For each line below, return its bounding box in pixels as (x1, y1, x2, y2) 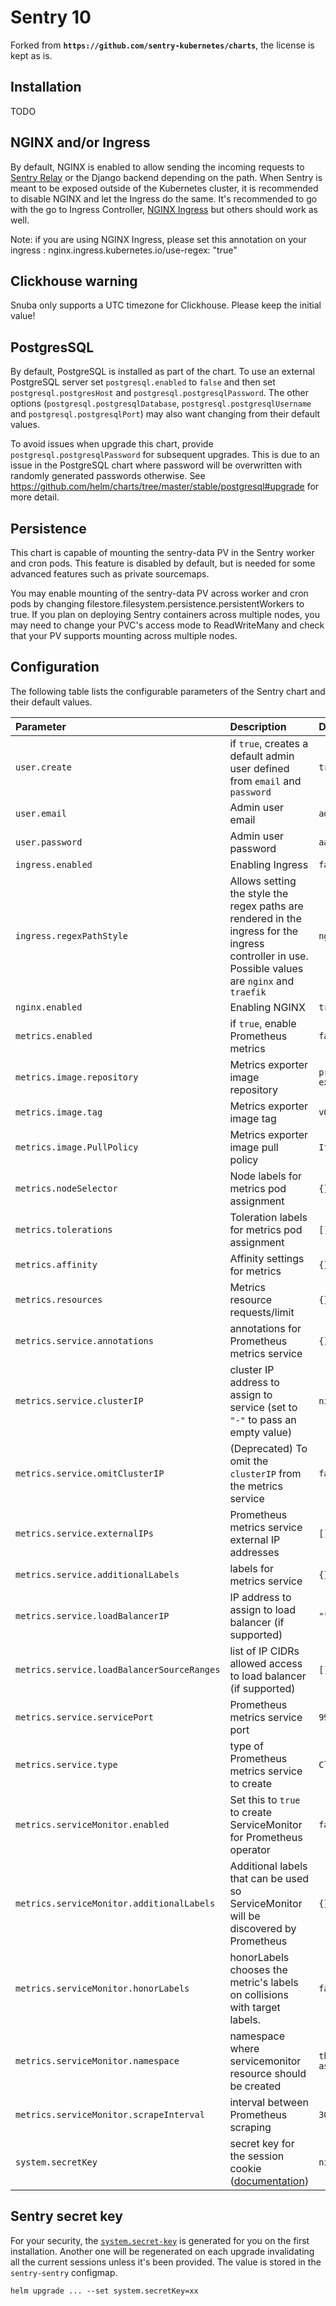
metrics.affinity (15, 1259, 98, 1270)
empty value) (229, 1425, 293, 1439)
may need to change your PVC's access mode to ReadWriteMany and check (10, 619, 325, 631)
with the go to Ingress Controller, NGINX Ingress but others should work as (10, 203, 318, 215)
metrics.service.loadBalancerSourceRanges (15, 1664, 221, 1675)
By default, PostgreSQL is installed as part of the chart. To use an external (10, 366, 316, 378)
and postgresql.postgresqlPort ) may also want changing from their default (10, 408, 321, 420)
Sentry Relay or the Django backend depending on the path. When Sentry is (10, 171, 323, 183)
